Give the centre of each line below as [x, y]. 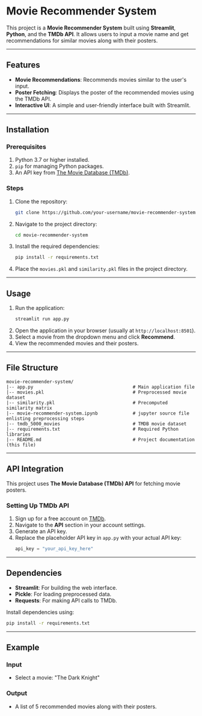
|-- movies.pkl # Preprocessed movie [96, 392]
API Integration [35, 469]
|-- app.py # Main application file [101, 387]
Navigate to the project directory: [56, 224]
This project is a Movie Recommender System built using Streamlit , [91, 28]
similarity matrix [29, 408]
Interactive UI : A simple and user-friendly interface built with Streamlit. [103, 105]
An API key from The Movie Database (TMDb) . [72, 173]
